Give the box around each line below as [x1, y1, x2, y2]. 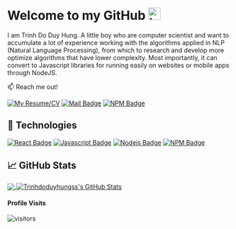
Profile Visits [7, 199, 46, 207]
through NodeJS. [7, 68, 58, 77]
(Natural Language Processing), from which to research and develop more [7, 46, 225, 54]
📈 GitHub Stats [7, 160, 77, 172]
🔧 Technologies [7, 119, 77, 131]
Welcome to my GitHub [7, 8, 146, 24]
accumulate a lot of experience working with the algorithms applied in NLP [7, 38, 225, 47]
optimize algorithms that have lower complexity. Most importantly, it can [7, 53, 218, 61]
